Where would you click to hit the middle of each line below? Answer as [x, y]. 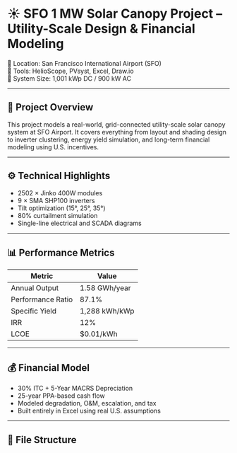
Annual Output [35, 288]
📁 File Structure [42, 440]
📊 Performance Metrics [61, 252]
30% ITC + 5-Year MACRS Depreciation [75, 389]
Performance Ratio [42, 299]
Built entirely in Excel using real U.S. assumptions [89, 411]
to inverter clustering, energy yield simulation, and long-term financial [109, 139]
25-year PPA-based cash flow [61, 396]
